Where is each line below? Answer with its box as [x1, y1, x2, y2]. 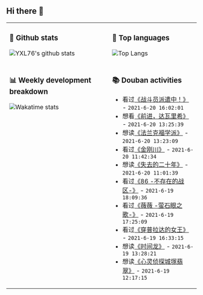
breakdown [9, 87, 48, 96]
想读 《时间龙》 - [122, 242, 171, 250]
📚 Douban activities [112, 75, 182, 85]
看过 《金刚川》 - [122, 145, 171, 153]
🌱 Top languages [112, 33, 170, 43]
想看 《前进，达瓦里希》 [122, 111, 189, 120]
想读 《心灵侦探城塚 [122, 257, 177, 265]
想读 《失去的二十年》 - [122, 160, 189, 168]
